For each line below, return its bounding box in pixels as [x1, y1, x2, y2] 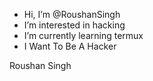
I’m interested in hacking [23, 19, 126, 31]
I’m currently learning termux [23, 30, 144, 41]
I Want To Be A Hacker [23, 40, 117, 52]
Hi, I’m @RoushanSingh [23, 9, 121, 20]
